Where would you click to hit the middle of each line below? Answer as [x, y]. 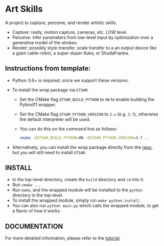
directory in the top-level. [38, 195]
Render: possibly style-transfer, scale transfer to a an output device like [84, 48]
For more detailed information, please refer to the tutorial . [63, 238]
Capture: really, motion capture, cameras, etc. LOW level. [70, 32]
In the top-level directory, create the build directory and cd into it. [78, 180]
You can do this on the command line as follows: [68, 129]
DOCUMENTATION [34, 226]
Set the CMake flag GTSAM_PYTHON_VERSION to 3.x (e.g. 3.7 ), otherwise [89, 114]
